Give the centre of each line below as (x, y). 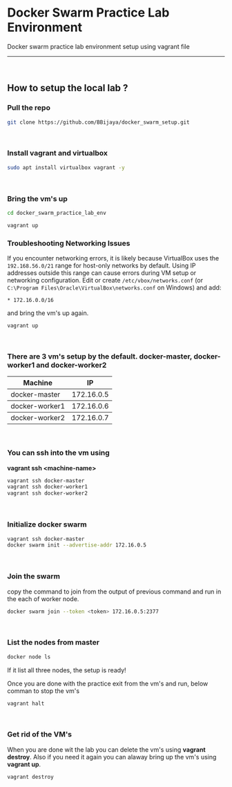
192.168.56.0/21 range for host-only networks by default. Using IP (101, 266)
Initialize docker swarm (47, 524)
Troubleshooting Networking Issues (69, 243)
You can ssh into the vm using (59, 453)
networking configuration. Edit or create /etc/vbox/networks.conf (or (105, 281)
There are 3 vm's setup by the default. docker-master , (99, 356)
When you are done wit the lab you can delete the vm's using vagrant (106, 749)
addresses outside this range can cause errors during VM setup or (102, 273)
